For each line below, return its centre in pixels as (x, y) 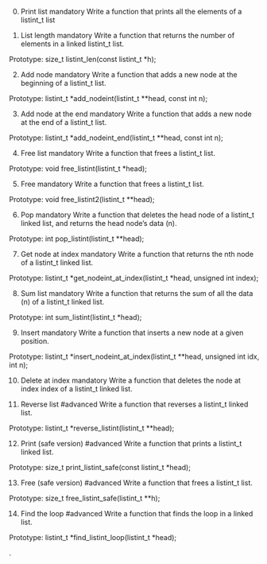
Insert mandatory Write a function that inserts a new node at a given (132, 333)
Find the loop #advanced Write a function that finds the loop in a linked (137, 513)
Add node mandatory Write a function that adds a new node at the (129, 74)
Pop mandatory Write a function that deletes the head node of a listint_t (137, 215)
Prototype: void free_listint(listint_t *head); (78, 169)
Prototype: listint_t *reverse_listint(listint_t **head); (92, 428)
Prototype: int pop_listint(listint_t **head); (77, 239)
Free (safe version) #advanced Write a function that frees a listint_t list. (137, 483)
